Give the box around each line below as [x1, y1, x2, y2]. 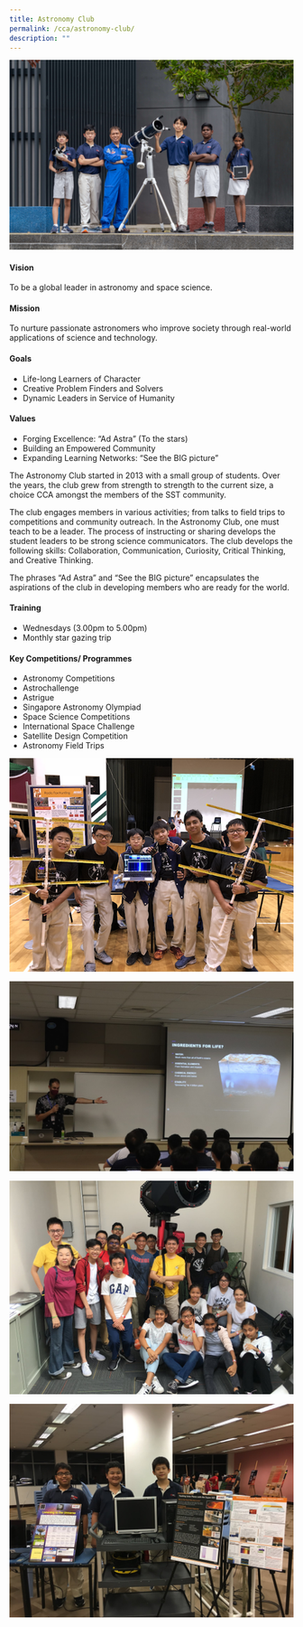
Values [9, 413, 36, 424]
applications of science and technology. [9, 333, 158, 343]
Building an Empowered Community [22, 443, 156, 454]
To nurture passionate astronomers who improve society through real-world [9, 323, 291, 334]
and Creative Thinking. [9, 554, 94, 565]
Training [9, 602, 42, 614]
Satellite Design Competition [22, 730, 129, 741]
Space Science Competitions [22, 711, 131, 722]
